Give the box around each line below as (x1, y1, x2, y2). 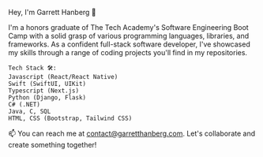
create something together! (8, 140, 97, 149)
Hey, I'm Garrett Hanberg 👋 (8, 8, 96, 17)
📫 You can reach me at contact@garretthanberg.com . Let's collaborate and (8, 129, 255, 138)
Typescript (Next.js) (8, 87, 80, 95)
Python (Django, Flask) (8, 94, 87, 102)
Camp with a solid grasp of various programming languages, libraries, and (8, 32, 250, 40)
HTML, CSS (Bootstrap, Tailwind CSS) (8, 114, 133, 122)
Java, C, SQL (8, 107, 51, 115)
